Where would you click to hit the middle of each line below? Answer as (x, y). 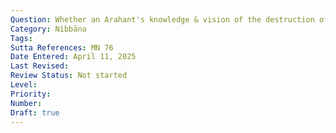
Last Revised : (40, 66)
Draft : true (35, 112)
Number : (26, 103)
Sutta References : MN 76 (62, 47)
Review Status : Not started (69, 76)
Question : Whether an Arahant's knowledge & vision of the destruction (162, 19)
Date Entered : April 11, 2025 (73, 57)
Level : (24, 85)
